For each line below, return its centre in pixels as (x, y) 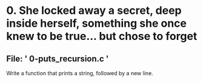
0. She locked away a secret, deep (94, 11)
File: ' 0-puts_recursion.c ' (58, 58)
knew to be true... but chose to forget (102, 36)
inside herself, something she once (96, 23)
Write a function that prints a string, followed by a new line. (80, 73)
